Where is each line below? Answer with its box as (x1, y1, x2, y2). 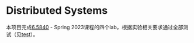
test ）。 (21, 30, 39, 38)
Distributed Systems (6, 4, 108, 17)
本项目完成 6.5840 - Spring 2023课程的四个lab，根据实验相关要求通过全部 (6, 24, 183, 30)
